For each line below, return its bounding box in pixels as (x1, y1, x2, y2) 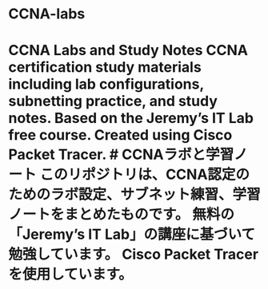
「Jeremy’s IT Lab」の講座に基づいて (8, 225, 256, 243)
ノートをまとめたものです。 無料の (8, 205, 234, 224)
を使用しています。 (8, 265, 134, 283)
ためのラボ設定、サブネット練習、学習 (8, 185, 262, 204)
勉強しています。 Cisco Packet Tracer (8, 245, 258, 263)
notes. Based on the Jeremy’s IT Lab (8, 109, 254, 128)
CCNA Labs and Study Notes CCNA (8, 42, 248, 60)
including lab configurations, (8, 75, 204, 93)
